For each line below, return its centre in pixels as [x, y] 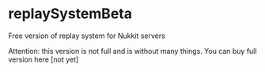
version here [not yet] [44, 59]
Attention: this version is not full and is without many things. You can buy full [132, 51]
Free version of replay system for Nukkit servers [87, 36]
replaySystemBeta [70, 14]
